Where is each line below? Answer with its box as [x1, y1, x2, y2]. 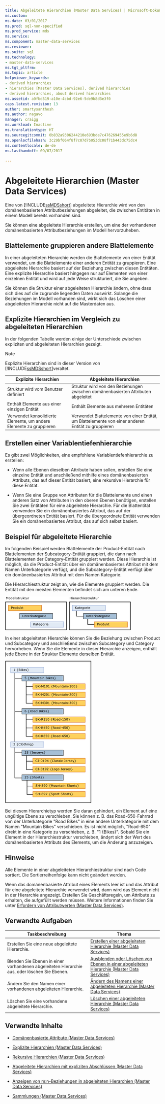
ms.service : [5, 34, 29, 39]
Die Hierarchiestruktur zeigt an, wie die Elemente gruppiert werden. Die [5, 581, 150, 587]
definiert [7, 391, 25, 397]
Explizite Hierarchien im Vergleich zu [5, 315, 120, 324]
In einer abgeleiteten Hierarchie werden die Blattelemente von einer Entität [5, 254, 156, 261]
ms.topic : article [5, 70, 43, 75]
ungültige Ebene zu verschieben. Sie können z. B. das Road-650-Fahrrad [5, 813, 153, 819]
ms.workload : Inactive [5, 122, 52, 128]
